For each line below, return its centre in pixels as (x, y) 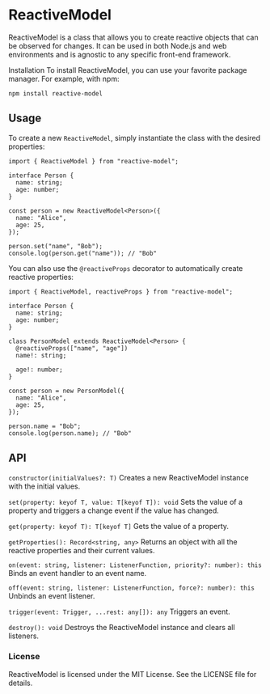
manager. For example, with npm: (64, 78)
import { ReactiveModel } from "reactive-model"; (94, 161)
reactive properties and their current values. (82, 550)
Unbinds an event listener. (52, 595)
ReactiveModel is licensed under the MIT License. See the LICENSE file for (133, 674)
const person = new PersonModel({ (67, 391)
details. (21, 683)
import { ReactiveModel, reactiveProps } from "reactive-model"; (120, 292)
